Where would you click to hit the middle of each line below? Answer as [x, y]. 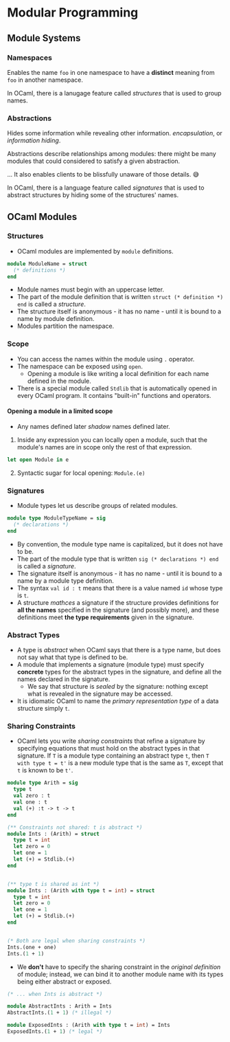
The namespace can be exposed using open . [80, 366]
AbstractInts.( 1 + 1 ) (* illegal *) [59, 1013]
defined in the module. [59, 381]
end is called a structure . [51, 304]
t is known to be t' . [45, 771]
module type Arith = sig [43, 783]
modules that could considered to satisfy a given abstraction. [94, 161]
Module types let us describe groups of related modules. [97, 506]
